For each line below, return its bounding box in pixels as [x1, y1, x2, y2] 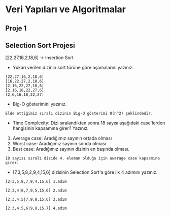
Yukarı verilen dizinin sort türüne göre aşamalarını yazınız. [12, 65, 134, 71]
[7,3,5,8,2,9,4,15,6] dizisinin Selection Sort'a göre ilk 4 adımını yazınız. [12, 169, 158, 175]
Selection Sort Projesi [5, 41, 75, 49]
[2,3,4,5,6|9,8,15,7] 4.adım [5, 206, 67, 211]
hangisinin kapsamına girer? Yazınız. [12, 125, 89, 131]
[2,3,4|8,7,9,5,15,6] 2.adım [5, 188, 67, 193]
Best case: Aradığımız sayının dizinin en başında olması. [12, 146, 129, 152]
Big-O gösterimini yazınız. [12, 101, 67, 107]
